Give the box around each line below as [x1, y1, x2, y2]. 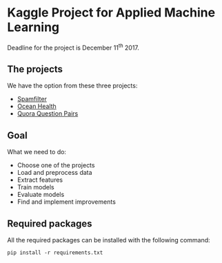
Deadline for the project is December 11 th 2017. [7, 42, 140, 52]
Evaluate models [17, 191, 65, 199]
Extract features [17, 176, 63, 184]
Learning [7, 19, 60, 35]
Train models [17, 183, 54, 191]
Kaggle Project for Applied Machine [7, 5, 216, 21]
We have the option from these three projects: [7, 81, 138, 90]
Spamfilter [17, 95, 47, 103]
